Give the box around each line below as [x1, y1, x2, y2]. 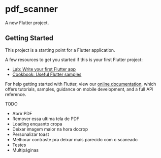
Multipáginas [12, 147, 39, 153]
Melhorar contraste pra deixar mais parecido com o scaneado [12, 136, 138, 142]
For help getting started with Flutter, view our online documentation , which [5, 81, 157, 87]
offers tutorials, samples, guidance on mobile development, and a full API [5, 86, 154, 92]
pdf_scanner [5, 3, 58, 15]
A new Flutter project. [5, 20, 49, 26]
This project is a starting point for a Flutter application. [5, 47, 115, 53]
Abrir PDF [12, 110, 32, 116]
